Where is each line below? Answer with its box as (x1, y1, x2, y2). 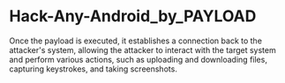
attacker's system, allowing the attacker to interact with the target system (9, 44, 276, 55)
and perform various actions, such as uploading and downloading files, (9, 54, 267, 64)
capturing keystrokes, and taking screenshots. (9, 64, 178, 74)
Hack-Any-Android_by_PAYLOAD (9, 6, 257, 26)
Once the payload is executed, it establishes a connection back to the (9, 35, 263, 46)
